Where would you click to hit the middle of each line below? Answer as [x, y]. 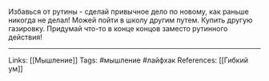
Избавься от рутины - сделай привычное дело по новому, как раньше [129, 12]
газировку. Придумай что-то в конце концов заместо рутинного [118, 28]
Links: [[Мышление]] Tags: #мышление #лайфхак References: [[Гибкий [128, 60]
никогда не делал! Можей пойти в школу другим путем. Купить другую [130, 20]
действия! [25, 37]
